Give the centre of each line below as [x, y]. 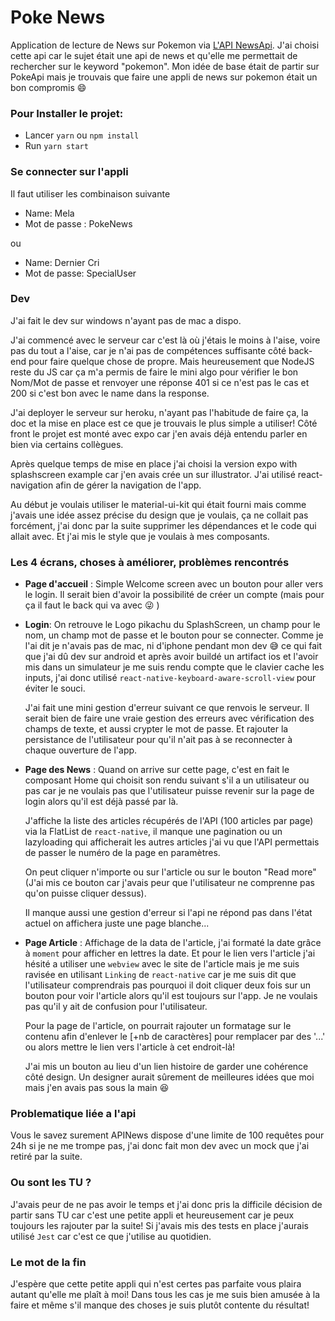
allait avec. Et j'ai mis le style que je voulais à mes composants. [140, 536]
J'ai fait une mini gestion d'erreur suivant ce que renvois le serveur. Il [167, 708]
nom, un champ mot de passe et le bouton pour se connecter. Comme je [174, 635]
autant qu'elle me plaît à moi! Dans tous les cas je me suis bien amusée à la [165, 1295]
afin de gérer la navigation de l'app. [128, 485]
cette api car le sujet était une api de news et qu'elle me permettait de [154, 55]
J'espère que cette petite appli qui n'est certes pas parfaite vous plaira [156, 1284]
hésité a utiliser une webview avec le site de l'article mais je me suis [162, 964]
